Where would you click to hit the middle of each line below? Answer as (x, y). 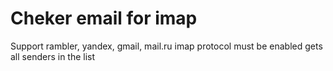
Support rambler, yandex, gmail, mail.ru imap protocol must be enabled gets (166, 46)
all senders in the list (53, 56)
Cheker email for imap (104, 18)
